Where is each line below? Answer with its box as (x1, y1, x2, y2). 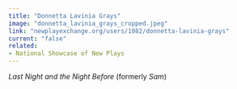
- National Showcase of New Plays (8, 49, 125, 57)
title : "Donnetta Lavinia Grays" (8, 11, 121, 20)
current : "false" (8, 34, 67, 43)
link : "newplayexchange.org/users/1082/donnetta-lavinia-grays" (8, 27, 230, 35)
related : (8, 42, 38, 50)
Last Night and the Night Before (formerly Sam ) (8, 72, 167, 81)
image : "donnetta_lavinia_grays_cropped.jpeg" (8, 19, 168, 28)
